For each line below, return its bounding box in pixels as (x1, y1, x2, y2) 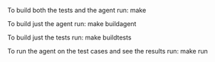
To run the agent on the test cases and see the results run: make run (7, 47, 209, 55)
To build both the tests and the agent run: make (7, 6, 147, 14)
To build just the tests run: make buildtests (7, 33, 132, 42)
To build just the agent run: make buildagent (7, 20, 137, 27)
